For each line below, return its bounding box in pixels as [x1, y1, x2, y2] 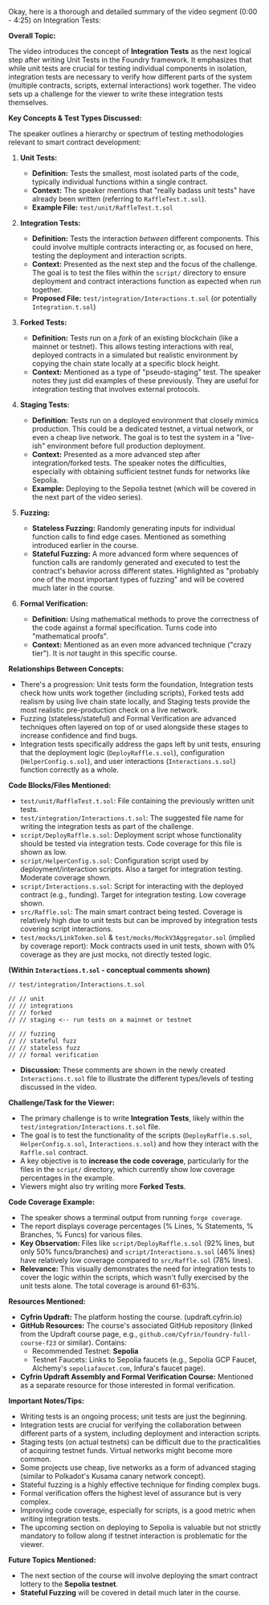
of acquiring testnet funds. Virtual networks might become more [19, 1446, 233, 1455]
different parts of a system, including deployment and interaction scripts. [19, 1429, 262, 1438]
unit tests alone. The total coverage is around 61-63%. [19, 1281, 200, 1290]
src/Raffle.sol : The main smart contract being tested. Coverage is [19, 907, 243, 917]
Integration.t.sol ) [31, 302, 96, 312]
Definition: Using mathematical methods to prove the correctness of [31, 615, 259, 623]
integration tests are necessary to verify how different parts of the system [8, 72, 253, 81]
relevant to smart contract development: [8, 137, 142, 147]
